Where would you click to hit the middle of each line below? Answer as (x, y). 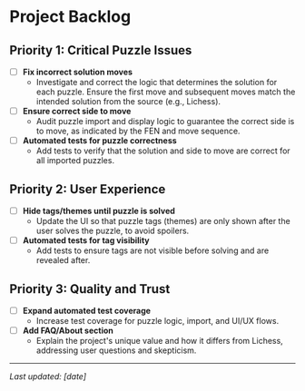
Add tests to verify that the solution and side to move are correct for (163, 151)
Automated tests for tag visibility (86, 240)
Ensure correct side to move (77, 112)
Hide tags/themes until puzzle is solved (98, 211)
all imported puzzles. (75, 161)
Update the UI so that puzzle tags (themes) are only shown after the (163, 221)
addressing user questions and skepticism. (116, 350)
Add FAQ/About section (68, 330)
